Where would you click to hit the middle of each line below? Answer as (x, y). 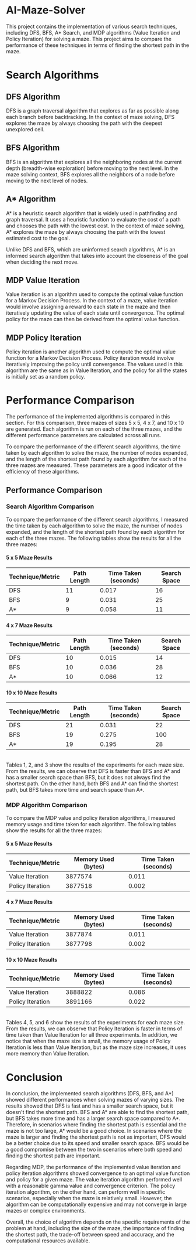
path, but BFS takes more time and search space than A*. (75, 790)
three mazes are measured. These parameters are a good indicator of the (94, 465)
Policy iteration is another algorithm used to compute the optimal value (91, 352)
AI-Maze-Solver (46, 10)
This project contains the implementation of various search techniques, (92, 26)
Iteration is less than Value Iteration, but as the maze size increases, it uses (96, 1047)
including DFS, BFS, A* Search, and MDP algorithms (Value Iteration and (93, 32)
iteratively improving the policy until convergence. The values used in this (94, 365)
